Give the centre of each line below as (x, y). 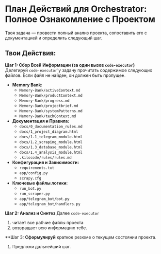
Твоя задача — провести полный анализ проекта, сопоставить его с (76, 33)
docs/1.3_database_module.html (51, 147)
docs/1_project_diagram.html (49, 132)
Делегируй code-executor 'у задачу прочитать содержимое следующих (79, 70)
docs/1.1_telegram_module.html (51, 137)
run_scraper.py (34, 194)
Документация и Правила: (40, 121)
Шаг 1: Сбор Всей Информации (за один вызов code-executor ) (70, 65)
